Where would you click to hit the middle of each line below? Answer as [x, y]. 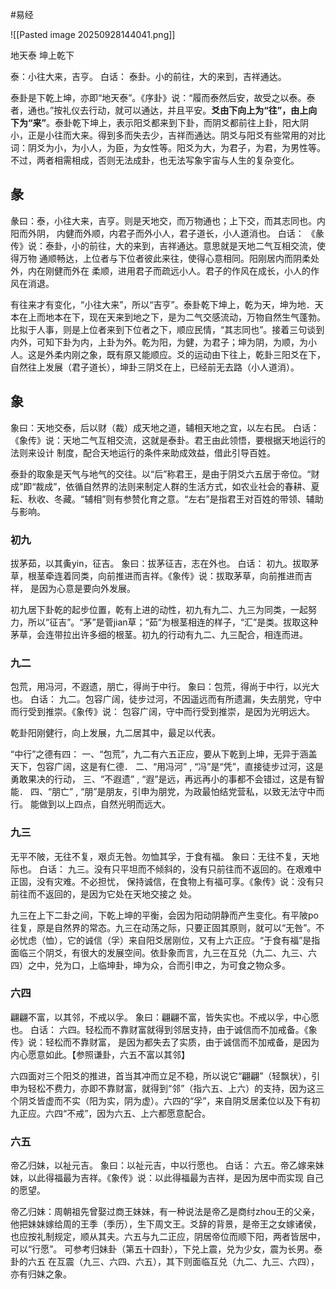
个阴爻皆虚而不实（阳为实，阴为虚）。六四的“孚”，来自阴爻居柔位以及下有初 [165, 1100]
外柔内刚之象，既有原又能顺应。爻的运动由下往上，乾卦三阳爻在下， [185, 354]
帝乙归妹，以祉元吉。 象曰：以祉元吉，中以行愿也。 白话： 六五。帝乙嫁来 [163, 1165]
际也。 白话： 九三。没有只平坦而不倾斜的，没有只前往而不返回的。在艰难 [161, 869]
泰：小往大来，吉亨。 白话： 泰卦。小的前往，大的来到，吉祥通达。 [148, 76]
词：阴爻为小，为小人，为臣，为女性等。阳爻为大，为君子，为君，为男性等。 [168, 147]
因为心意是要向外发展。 [87, 588]
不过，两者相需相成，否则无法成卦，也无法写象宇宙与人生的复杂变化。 [155, 160]
